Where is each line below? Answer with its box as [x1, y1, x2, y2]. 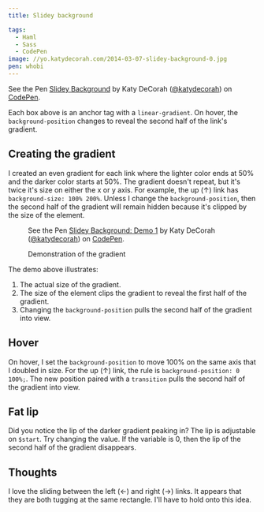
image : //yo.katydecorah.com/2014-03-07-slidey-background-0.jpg [8, 55, 227, 63]
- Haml [15, 33, 37, 41]
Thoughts [8, 465, 58, 479]
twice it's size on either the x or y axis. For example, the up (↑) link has [8, 185, 239, 194]
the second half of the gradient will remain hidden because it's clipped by [8, 202, 247, 211]
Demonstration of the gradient [28, 249, 126, 259]
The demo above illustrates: [8, 264, 99, 274]
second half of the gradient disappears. [8, 443, 136, 452]
